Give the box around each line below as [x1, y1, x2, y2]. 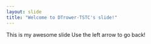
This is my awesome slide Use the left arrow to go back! [6, 31, 146, 38]
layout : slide [6, 8, 42, 15]
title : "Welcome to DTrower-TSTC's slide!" [6, 14, 118, 20]
